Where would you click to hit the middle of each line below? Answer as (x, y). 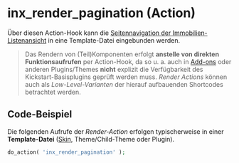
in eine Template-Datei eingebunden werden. (114, 40)
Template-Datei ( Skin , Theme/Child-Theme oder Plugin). (91, 139)
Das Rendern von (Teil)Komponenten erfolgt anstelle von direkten (122, 54)
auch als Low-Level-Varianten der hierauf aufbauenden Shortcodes (124, 84)
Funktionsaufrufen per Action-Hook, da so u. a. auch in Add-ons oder (128, 61)
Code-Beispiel (40, 114)
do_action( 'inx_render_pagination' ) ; (67, 152)
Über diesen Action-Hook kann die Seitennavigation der (89, 33)
